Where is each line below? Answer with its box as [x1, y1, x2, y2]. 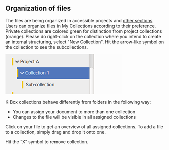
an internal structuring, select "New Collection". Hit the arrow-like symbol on [5, 39, 164, 45]
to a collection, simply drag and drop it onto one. [5, 129, 106, 135]
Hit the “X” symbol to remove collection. [5, 138, 88, 145]
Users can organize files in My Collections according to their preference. [5, 23, 156, 29]
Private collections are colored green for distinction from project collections [5, 28, 162, 34]
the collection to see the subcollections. [5, 44, 88, 50]
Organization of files [5, 4, 71, 13]
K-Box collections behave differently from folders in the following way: [5, 99, 151, 105]
